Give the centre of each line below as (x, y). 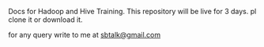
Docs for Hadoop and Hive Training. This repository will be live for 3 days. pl (132, 11)
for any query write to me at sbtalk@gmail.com (84, 35)
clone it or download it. (45, 20)
